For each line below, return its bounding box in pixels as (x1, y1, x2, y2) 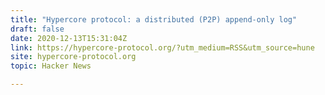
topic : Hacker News (10, 61, 92, 71)
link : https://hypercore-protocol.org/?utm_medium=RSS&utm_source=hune (10, 42, 315, 53)
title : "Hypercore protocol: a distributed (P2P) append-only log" (10, 14, 298, 25)
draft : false (10, 24, 65, 34)
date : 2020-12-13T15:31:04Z (10, 33, 128, 43)
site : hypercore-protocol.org (10, 52, 137, 62)
